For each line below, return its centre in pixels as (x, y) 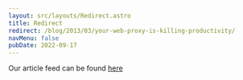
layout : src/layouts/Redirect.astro (70, 16)
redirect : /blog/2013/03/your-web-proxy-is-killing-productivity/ (122, 30)
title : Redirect (35, 23)
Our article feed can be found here (66, 68)
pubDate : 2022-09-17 (43, 46)
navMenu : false (34, 38)
